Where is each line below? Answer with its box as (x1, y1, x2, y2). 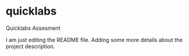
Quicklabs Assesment (6, 24, 61, 32)
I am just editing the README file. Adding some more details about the (6, 36, 183, 43)
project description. (6, 43, 56, 50)
